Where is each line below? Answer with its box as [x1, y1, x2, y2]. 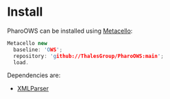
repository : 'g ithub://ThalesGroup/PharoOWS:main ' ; [13, 53, 165, 59]
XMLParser [16, 85, 49, 93]
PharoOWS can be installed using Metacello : [7, 27, 133, 35]
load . [13, 59, 29, 66]
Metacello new [7, 40, 48, 46]
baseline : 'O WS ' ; [13, 46, 63, 53]
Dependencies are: [7, 71, 61, 79]
